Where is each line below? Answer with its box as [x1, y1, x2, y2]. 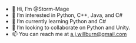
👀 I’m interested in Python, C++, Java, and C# [11, 12, 123, 19]
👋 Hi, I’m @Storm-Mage [11, 6, 69, 12]
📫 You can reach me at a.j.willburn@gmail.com [11, 31, 127, 37]
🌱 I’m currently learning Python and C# [11, 18, 107, 24]
